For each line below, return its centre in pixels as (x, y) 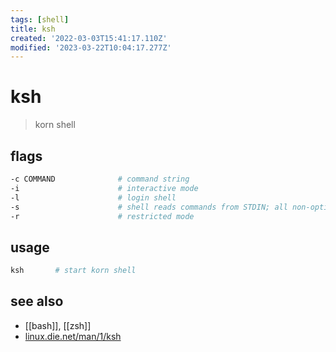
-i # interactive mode (104, 188)
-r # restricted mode (102, 216)
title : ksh (33, 29)
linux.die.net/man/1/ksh (73, 336)
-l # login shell (93, 197)
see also (37, 301)
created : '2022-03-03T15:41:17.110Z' (89, 38)
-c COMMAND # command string (100, 179)
